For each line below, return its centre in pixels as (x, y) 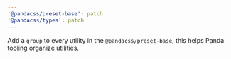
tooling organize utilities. (43, 48)
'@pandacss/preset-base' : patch (55, 14)
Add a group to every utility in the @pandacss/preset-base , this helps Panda (116, 40)
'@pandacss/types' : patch (45, 20)
